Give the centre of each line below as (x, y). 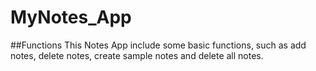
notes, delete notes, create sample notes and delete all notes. (137, 55)
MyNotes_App (71, 17)
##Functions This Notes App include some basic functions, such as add (158, 45)
